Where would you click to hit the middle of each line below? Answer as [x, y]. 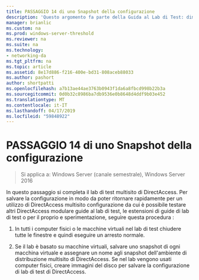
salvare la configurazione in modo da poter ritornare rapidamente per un [94, 198]
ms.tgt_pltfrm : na [29, 61]
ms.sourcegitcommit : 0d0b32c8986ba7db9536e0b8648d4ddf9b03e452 [86, 94]
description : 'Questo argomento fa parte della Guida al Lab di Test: [95, 17]
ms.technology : [25, 50]
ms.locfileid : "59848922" [38, 116]
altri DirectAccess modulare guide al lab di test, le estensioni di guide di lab [98, 211]
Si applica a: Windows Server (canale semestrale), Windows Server [103, 175]
